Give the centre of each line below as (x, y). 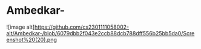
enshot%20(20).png (32, 39)
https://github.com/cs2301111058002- (82, 27)
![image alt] (21, 27)
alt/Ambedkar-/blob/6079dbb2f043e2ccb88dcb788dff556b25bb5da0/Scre (100, 33)
